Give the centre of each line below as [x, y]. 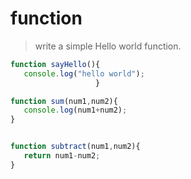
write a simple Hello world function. [108, 46]
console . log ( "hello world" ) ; [84, 73]
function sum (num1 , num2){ [64, 101]
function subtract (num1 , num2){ [75, 147]
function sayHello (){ [55, 64]
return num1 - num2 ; [62, 156]
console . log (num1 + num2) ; [75, 110]
